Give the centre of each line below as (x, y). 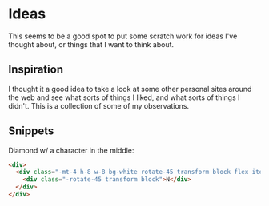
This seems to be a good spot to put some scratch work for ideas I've (123, 36)
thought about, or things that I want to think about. (91, 44)
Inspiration (36, 70)
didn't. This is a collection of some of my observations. (99, 105)
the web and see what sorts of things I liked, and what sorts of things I (124, 97)
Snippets (31, 131)
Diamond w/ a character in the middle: (71, 150)
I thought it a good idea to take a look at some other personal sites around (130, 89)
